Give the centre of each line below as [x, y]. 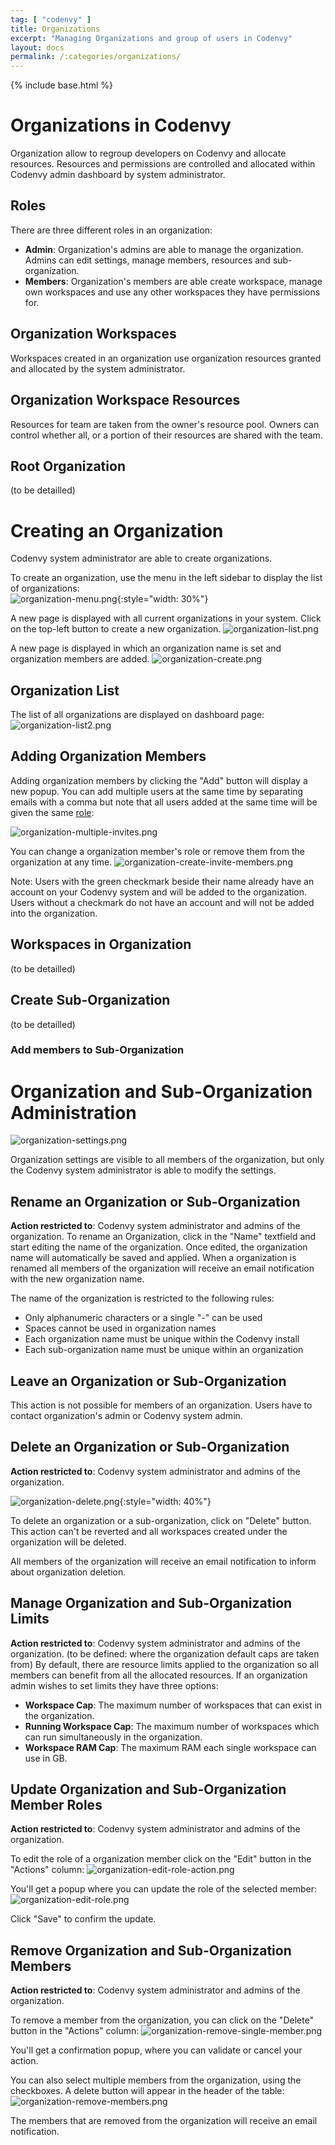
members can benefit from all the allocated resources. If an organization [159, 1675]
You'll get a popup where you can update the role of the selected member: [163, 1889]
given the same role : [52, 812]
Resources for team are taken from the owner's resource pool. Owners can [165, 424]
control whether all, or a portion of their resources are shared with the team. [166, 435]
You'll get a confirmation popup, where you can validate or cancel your [156, 2050]
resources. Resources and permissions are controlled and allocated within [163, 164]
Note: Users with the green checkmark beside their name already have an [162, 881]
